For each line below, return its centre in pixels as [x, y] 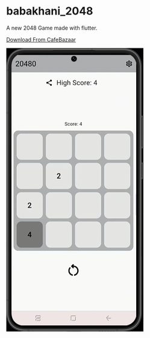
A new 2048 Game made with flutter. [52, 28]
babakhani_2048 [50, 11]
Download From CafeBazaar [41, 39]
